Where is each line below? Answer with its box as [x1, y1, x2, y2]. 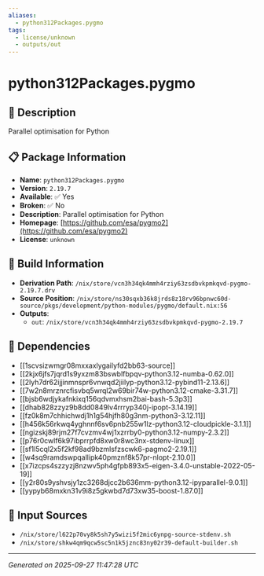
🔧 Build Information [8, 257, 104, 271]
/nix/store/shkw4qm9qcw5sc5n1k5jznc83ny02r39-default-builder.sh [19, 539, 238, 547]
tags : [8, 26, 26, 34]
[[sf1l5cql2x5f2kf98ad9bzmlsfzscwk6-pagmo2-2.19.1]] [19, 444, 197, 453]
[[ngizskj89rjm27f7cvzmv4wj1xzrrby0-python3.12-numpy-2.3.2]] [19, 427, 229, 437]
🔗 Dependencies [8, 339, 90, 354]
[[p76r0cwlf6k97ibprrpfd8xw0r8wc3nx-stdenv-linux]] [19, 435, 195, 445]
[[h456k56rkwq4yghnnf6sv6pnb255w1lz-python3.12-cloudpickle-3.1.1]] [19, 419, 251, 428]
